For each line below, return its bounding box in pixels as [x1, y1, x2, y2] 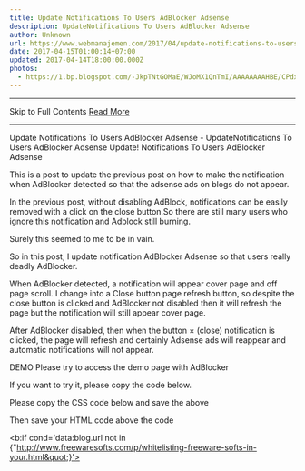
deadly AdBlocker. [9, 260, 78, 271]
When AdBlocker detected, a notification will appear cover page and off [9, 278, 278, 289]
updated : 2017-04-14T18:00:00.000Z [9, 55, 144, 65]
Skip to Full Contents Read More [9, 105, 130, 116]
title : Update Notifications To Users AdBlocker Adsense [9, 13, 230, 23]
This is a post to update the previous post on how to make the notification [9, 169, 285, 180]
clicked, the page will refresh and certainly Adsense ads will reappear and [9, 334, 286, 346]
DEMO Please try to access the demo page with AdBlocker [9, 361, 230, 373]
